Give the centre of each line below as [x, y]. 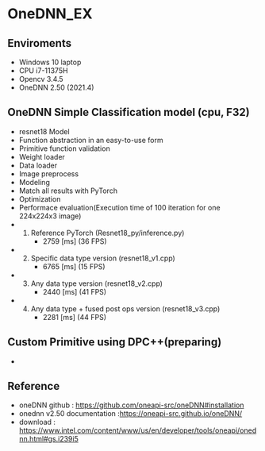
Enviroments [40, 43]
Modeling [35, 182]
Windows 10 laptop [50, 62]
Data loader [38, 165]
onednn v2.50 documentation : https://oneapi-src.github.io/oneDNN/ [131, 414]
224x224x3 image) [50, 216]
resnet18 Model [44, 131]
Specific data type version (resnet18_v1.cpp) [103, 258]
